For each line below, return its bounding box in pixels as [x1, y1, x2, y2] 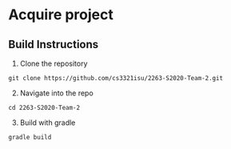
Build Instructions [8, 38, 99, 51]
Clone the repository [19, 58, 88, 68]
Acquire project [8, 6, 114, 24]
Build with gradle [19, 118, 76, 127]
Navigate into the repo [19, 88, 94, 98]
